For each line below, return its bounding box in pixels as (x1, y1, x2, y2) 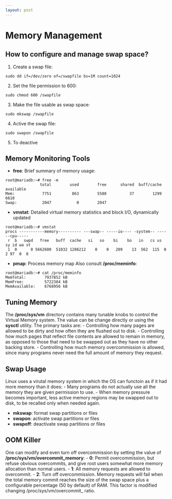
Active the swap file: (12, 120, 56, 126)
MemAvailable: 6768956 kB (5, 284, 68, 289)
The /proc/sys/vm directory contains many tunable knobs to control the (5, 312, 158, 318)
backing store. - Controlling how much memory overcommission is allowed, (5, 344, 165, 351)
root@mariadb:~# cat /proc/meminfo (5, 271, 82, 276)
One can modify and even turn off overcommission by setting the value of (5, 449, 162, 455)
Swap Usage (5, 364, 47, 373)
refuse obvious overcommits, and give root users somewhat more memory (5, 460, 163, 466)
